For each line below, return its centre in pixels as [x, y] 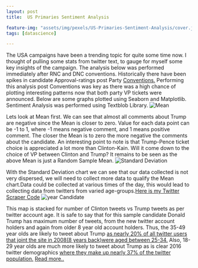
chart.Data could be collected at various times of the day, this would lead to [98, 185]
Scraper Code [23, 197]
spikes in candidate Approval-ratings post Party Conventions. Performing [95, 80]
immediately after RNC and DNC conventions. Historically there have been [96, 74]
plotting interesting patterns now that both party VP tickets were [84, 93]
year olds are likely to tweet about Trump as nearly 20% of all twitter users [97, 234]
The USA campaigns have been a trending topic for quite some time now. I [96, 55]
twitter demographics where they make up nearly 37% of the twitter [88, 253]
